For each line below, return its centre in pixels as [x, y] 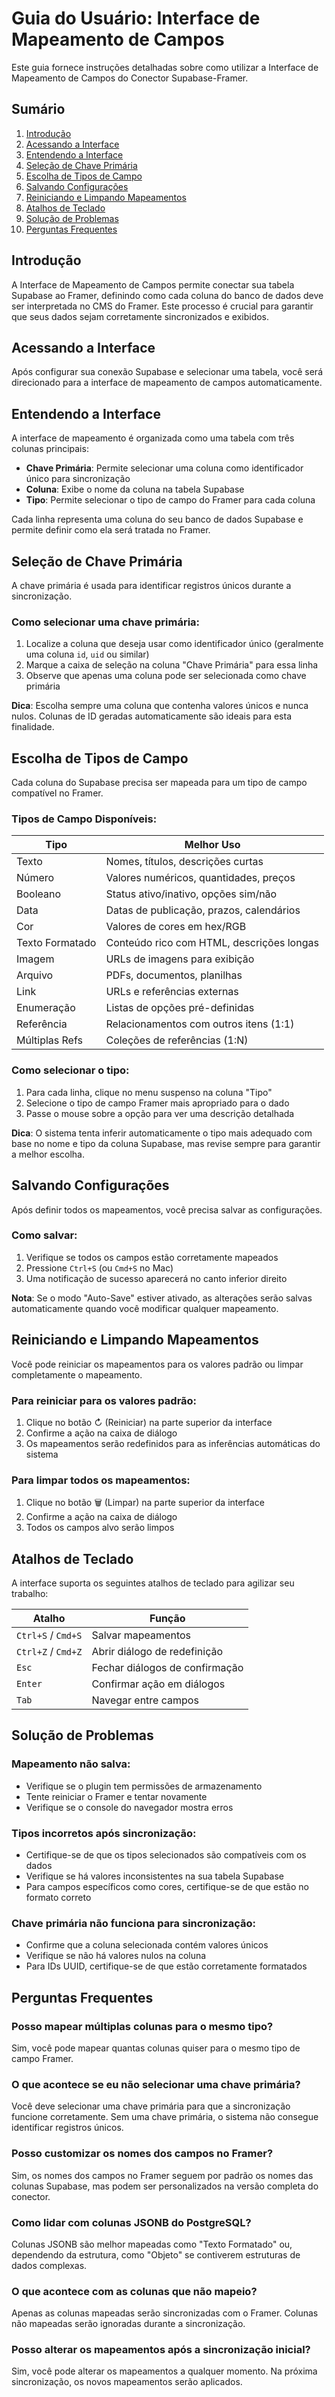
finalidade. [33, 727]
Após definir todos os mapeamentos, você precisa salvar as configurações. [167, 1209]
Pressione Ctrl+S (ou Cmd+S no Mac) [99, 1268]
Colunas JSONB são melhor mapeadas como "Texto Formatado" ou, [152, 2244]
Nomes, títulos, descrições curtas [184, 862]
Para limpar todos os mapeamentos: [101, 1480]
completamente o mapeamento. [77, 1374]
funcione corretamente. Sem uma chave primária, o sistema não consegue [165, 2117]
